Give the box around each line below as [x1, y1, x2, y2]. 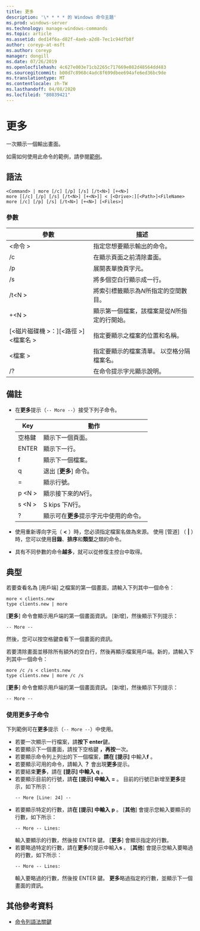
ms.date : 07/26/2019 [6, 58, 58, 64]
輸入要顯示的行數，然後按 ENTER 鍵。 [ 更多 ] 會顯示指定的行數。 [14, 836, 173, 843]
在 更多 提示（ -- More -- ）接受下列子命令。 [14, 406, 120, 413]
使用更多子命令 [6, 710, 49, 719]
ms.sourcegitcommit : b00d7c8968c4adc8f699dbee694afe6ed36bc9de [6, 70, 167, 76]
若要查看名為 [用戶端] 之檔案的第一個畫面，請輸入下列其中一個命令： [6, 584, 175, 591]
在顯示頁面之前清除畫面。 [93, 253, 165, 261]
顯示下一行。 [43, 445, 79, 453]
